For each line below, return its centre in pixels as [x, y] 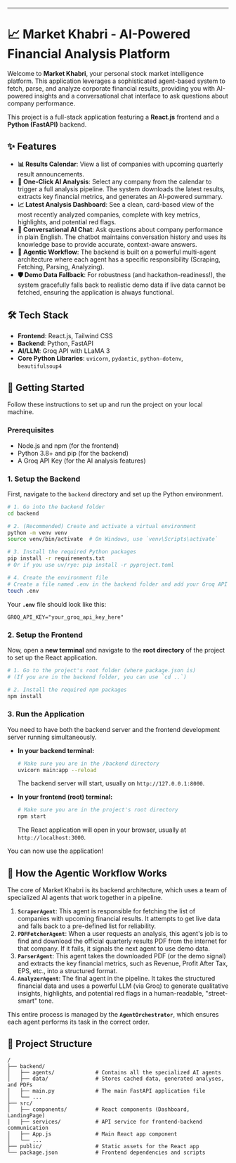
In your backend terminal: [56, 750]
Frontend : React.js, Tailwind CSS [65, 335]
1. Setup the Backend [44, 479]
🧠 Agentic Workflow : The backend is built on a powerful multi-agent [117, 252]
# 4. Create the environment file [58, 577]
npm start [32, 816]
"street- [217, 993]
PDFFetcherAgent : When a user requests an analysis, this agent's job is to [123, 933]
